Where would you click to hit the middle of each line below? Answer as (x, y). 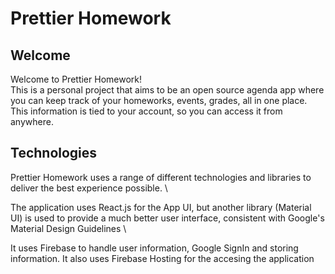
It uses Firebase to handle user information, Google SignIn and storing (154, 248)
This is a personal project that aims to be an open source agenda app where (167, 90)
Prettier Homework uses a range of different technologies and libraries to (161, 177)
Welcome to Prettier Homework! (76, 79)
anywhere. (32, 121)
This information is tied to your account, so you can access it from (146, 111)
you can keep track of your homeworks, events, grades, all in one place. (159, 100)
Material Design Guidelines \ (68, 228)
